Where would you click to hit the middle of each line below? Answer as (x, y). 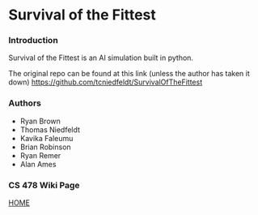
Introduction (33, 41)
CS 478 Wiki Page (44, 185)
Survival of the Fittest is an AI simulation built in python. (101, 58)
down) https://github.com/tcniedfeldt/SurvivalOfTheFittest (106, 82)
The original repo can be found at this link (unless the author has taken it (129, 74)
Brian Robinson (45, 147)
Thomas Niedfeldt (50, 129)
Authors (25, 103)
